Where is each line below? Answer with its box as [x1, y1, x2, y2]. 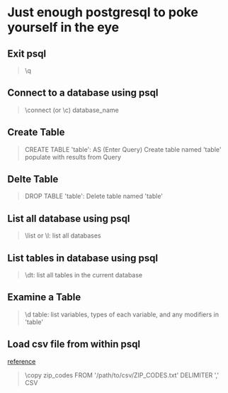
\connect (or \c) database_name [24, 106, 119, 114]
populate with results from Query [24, 153, 122, 161]
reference [7, 357, 36, 365]
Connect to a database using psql [7, 87, 159, 99]
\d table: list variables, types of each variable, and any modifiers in [24, 310, 220, 319]
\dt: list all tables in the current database [24, 271, 143, 279]
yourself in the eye [7, 19, 119, 35]
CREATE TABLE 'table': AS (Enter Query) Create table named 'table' [24, 145, 222, 153]
